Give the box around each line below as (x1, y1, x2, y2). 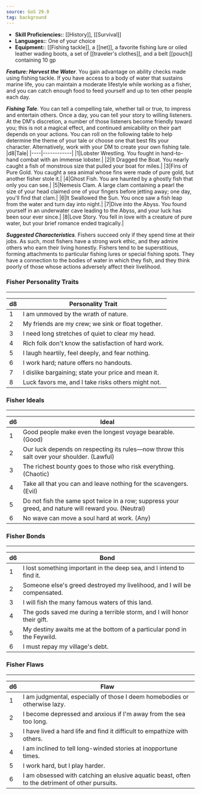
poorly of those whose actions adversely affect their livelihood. (6, 263, 162, 270)
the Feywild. (23, 633, 57, 641)
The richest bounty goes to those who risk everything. (23, 463, 175, 471)
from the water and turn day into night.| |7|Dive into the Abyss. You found (6, 200, 187, 207)
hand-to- (161, 149, 184, 156)
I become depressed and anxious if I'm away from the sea (23, 709, 185, 718)
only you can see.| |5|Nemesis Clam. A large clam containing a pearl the (6, 181, 184, 189)
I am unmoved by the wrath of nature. (23, 310, 129, 318)
